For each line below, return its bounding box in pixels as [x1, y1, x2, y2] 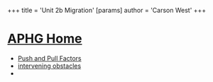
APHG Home [7, 31, 82, 47]
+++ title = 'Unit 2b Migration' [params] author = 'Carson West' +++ [7, 6, 207, 14]
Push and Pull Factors [17, 54, 82, 62]
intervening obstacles [17, 61, 82, 70]
